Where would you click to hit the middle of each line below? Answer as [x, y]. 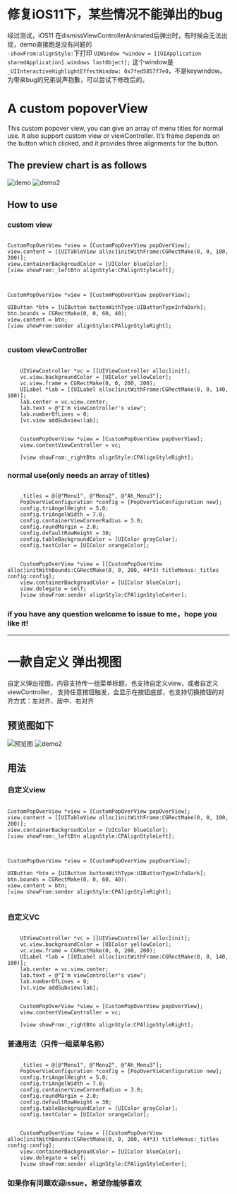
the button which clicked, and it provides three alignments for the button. [113, 143]
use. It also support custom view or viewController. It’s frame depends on [114, 136]
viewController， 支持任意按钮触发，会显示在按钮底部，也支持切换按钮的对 [116, 692]
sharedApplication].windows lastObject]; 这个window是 [91, 62]
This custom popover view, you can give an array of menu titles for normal [115, 128]
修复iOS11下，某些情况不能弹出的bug [115, 14]
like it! [18, 623]
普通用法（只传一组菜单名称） [58, 1043]
